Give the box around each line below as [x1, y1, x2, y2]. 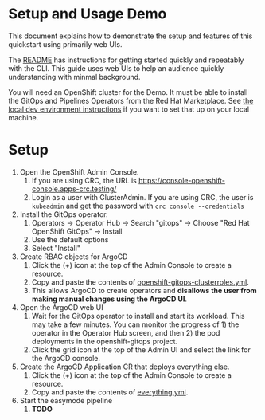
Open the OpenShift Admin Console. [19, 167, 139, 176]
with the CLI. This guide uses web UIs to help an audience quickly [8, 63, 224, 73]
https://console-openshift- [138, 175, 225, 185]
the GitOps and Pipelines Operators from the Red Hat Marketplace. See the [8, 96, 254, 105]
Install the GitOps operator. [19, 209, 108, 219]
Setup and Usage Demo [8, 5, 167, 23]
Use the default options [31, 234, 109, 244]
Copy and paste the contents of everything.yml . [31, 387, 189, 397]
